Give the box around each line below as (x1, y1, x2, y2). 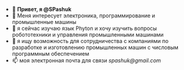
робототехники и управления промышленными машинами (11, 31, 164, 38)
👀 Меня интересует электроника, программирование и (11, 12, 156, 19)
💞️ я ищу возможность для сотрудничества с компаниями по (11, 38, 169, 44)
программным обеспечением (11, 50, 89, 57)
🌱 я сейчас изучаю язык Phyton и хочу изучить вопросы (11, 25, 157, 32)
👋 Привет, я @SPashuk (11, 6, 72, 13)
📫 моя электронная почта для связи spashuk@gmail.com (11, 57, 161, 64)
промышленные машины (11, 19, 77, 25)
